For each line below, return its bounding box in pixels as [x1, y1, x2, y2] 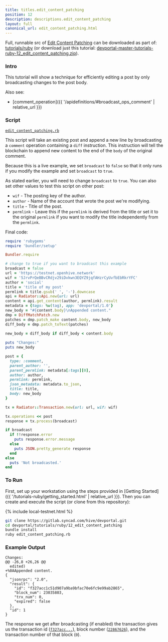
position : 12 [5, 12, 33, 17]
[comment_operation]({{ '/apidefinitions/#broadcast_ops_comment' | [12, 99, 155, 105]
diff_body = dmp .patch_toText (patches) [5, 322, 89, 327]
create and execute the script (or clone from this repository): [5, 499, 130, 505]
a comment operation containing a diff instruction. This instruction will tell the [5, 142, 163, 148]
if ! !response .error [10, 432, 53, 437]
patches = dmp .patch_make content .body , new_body [5, 317, 111, 322]
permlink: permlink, [10, 377, 53, 382]
